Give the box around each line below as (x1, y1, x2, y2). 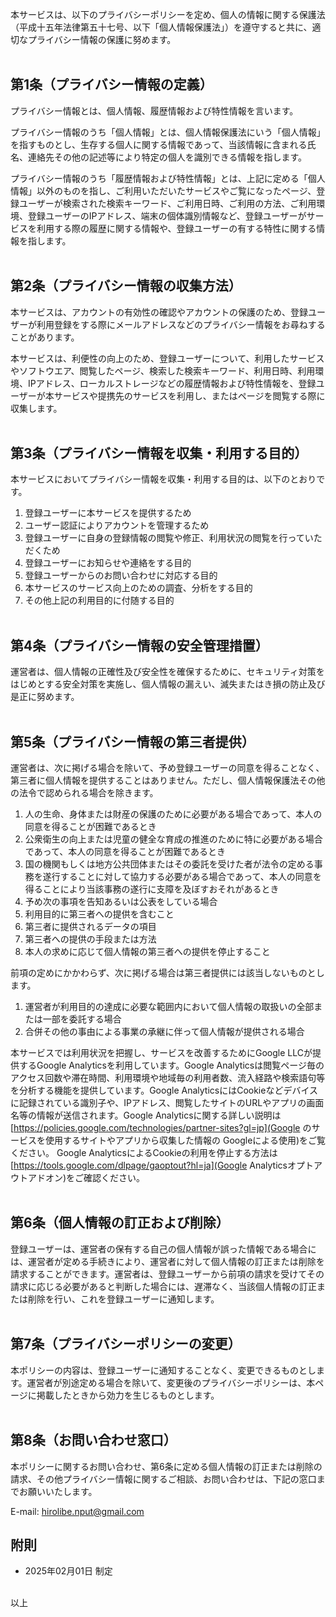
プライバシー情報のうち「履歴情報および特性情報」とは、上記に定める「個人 (10, 172, 326, 184)
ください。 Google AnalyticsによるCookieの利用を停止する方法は (10, 1147, 278, 1159)
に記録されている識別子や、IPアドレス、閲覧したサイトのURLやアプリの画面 (10, 1097, 325, 1109)
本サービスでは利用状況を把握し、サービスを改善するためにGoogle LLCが (10, 1047, 313, 1059)
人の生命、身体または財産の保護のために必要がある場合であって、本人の (24, 808, 323, 820)
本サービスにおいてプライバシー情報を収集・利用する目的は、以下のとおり (10, 473, 317, 485)
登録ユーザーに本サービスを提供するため (24, 507, 192, 519)
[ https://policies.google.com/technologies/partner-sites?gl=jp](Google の (10, 1122, 312, 1134)
